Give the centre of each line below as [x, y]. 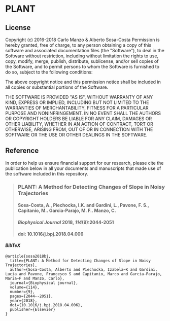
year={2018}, [24, 300]
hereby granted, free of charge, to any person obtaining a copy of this [78, 45]
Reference [22, 151]
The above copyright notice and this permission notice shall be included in [83, 82]
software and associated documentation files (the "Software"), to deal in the [85, 50]
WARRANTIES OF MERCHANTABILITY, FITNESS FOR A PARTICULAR [77, 108]
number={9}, [23, 292]
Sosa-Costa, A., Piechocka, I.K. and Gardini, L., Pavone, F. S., [83, 205]
